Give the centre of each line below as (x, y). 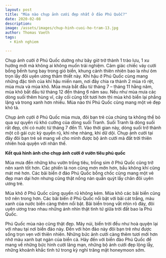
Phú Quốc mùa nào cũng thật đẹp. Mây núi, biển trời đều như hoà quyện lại (82, 223)
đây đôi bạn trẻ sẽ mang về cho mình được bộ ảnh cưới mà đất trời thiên (79, 138)
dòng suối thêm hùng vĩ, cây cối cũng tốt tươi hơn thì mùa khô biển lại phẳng (83, 97)
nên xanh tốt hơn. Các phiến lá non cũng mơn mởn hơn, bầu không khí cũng (83, 168)
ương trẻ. (14, 183)
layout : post (19, 10)
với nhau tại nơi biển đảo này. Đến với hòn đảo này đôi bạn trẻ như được (79, 229)
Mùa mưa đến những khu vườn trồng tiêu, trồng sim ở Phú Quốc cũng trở (79, 162)
